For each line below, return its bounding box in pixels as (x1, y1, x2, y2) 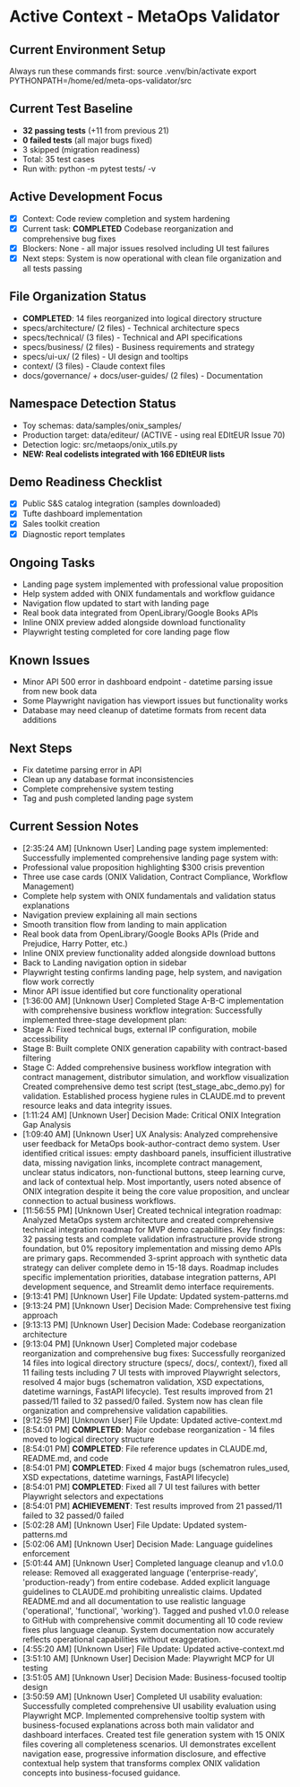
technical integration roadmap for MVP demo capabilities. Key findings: (21, 1224, 286, 1234)
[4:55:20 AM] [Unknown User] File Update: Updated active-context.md (21, 1643, 285, 1654)
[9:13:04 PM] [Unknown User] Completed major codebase (21, 1338, 237, 1349)
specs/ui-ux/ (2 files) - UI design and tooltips (21, 351, 189, 362)
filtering (21, 1052, 52, 1063)
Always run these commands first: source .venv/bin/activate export (9, 65, 257, 76)
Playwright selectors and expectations (21, 1491, 164, 1502)
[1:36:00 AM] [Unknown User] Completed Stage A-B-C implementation (21, 995, 285, 1006)
